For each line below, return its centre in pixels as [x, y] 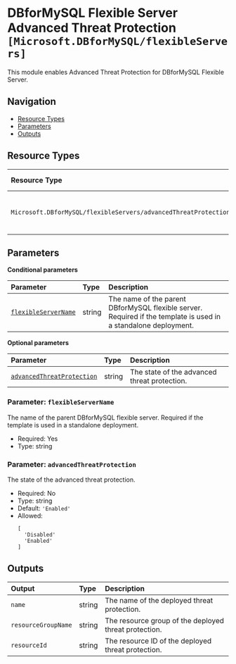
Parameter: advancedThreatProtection [72, 464]
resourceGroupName [41, 625]
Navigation [32, 102]
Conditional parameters [43, 270]
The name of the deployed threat [159, 600]
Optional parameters [38, 343]
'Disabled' [40, 534]
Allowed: [30, 515]
